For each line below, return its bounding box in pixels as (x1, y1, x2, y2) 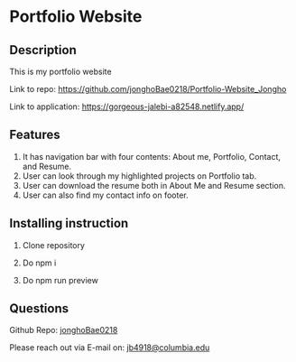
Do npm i (22, 257, 57, 268)
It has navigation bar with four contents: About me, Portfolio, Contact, (22, 151, 282, 162)
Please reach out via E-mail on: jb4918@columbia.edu (9, 342, 210, 353)
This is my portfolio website (9, 66, 112, 77)
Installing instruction (9, 216, 129, 231)
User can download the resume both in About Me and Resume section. (22, 180, 286, 190)
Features (9, 127, 60, 143)
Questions (9, 301, 69, 317)
